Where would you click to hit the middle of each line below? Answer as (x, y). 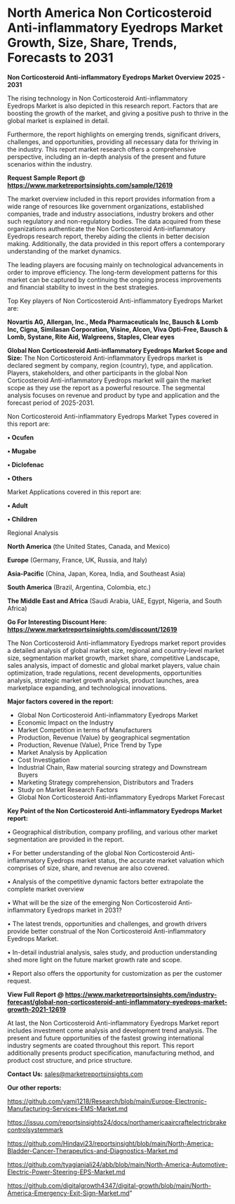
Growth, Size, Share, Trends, (92, 43)
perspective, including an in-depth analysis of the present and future (107, 157)
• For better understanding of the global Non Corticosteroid (93, 853)
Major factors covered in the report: (60, 701)
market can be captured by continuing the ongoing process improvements (115, 280)
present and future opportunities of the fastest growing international (106, 1037)
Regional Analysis (33, 533)
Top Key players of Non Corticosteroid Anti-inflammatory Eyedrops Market (115, 301)
